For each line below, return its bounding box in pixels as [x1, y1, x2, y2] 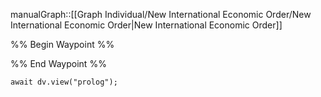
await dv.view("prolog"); [10, 77, 118, 87]
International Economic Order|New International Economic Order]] [10, 19, 283, 31]
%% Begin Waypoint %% [10, 39, 115, 50]
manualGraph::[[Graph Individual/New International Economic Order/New [10, 9, 312, 20]
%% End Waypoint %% [10, 58, 107, 69]
